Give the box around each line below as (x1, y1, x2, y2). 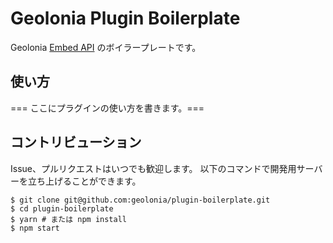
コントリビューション (10, 134, 142, 151)
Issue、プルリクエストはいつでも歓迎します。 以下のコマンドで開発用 (10, 162, 297, 174)
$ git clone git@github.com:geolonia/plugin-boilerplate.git (10, 195, 271, 205)
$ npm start (10, 223, 60, 233)
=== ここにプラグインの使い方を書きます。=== (10, 102, 205, 114)
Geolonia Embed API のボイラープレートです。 (10, 41, 202, 53)
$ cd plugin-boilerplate (10, 203, 114, 214)
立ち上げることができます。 (27, 175, 142, 187)
